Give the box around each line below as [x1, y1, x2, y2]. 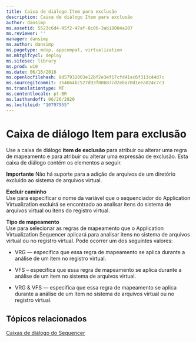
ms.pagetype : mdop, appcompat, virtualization [6, 47, 122, 53]
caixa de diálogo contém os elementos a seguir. [6, 159, 122, 166]
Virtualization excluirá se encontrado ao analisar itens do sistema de [6, 201, 172, 208]
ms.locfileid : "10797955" [6, 101, 69, 108]
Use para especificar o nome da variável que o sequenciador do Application [6, 195, 191, 202]
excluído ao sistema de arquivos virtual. [6, 177, 102, 184]
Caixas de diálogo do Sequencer [6, 330, 85, 337]
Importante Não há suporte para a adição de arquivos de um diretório [6, 170, 175, 177]
